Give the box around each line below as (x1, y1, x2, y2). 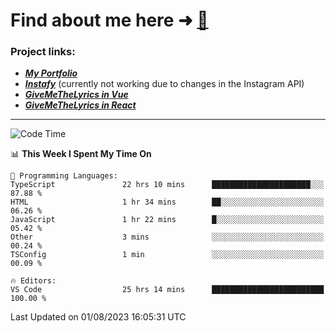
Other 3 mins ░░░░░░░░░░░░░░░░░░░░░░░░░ (10, 232, 325, 243)
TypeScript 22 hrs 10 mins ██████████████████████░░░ (10, 180, 325, 190)
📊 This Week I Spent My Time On (10, 148, 152, 160)
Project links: (10, 45, 76, 59)
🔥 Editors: (10, 276, 57, 286)
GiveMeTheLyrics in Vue (24, 89, 129, 101)
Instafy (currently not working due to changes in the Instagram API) (24, 78, 305, 90)
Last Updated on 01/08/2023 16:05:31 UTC (10, 311, 187, 323)
